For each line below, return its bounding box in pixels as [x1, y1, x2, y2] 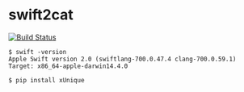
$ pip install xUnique [8, 76, 85, 84]
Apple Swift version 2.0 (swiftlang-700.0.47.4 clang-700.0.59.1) [8, 55, 237, 63]
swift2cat [8, 6, 74, 24]
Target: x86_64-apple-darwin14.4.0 [8, 62, 128, 70]
